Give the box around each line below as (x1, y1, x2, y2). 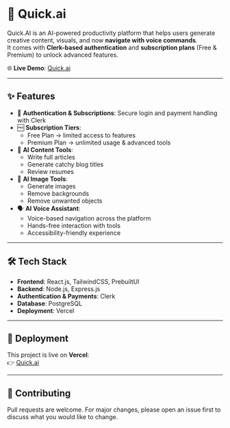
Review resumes (27, 167, 74, 175)
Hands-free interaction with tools (27, 221, 121, 229)
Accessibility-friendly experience (27, 229, 121, 237)
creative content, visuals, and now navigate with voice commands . (7, 36, 198, 44)
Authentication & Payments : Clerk (16, 292, 116, 300)
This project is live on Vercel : (7, 351, 90, 359)
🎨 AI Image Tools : (16, 175, 68, 183)
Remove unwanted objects (27, 197, 103, 205)
